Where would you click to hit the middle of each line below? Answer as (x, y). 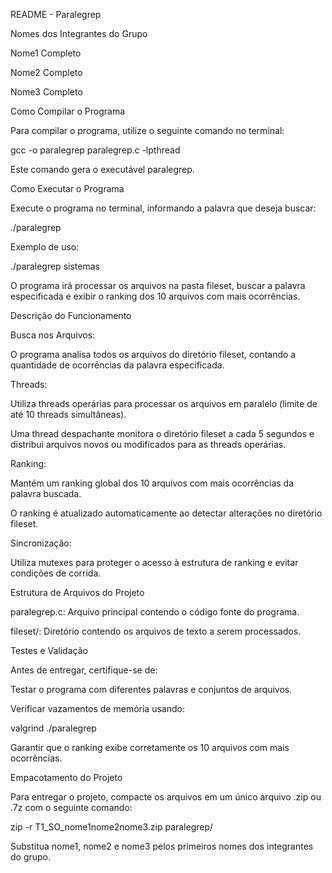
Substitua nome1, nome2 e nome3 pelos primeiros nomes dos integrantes (162, 846)
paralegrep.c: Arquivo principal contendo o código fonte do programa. (155, 612)
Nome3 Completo (46, 92)
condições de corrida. (56, 573)
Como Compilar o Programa (68, 111)
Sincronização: (41, 543)
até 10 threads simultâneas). (68, 414)
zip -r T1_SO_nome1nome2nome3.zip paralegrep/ (112, 827)
